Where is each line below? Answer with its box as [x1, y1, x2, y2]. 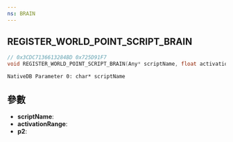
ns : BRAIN [7, 10, 36, 17]
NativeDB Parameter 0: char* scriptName [7, 73, 126, 80]
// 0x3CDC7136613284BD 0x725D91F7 [7, 54, 107, 61]
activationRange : [17, 120, 68, 128]
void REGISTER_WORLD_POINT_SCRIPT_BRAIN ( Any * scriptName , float [7, 60, 197, 68]
